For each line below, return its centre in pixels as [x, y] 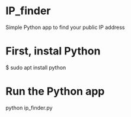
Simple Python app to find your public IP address [65, 27]
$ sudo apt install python [36, 67]
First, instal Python [53, 51]
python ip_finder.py [29, 108]
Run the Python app [55, 91]
